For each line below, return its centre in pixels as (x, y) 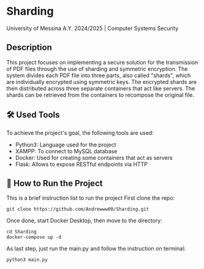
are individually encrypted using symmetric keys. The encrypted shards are (102, 81)
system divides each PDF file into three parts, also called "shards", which (99, 75)
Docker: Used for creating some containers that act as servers (94, 157)
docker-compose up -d (34, 237)
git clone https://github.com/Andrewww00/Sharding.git (78, 210)
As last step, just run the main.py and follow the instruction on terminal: (96, 249)
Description (29, 47)
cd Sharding (21, 232)
